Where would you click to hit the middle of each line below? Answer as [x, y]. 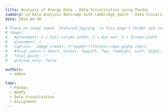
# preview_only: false [31, 60]
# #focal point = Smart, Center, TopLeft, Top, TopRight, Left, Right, [84, 51]
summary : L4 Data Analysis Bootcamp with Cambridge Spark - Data [74, 14]
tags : [11, 83]
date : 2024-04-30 [23, 19]
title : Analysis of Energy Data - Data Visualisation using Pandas [77, 10]
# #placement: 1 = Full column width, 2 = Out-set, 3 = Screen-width [81, 37]
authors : [14, 69]
